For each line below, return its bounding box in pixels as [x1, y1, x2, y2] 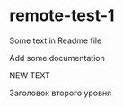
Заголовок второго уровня [9, 87, 112, 98]
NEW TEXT [9, 69, 51, 81]
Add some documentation [9, 52, 105, 63]
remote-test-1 [9, 5, 115, 26]
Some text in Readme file [9, 35, 102, 46]
